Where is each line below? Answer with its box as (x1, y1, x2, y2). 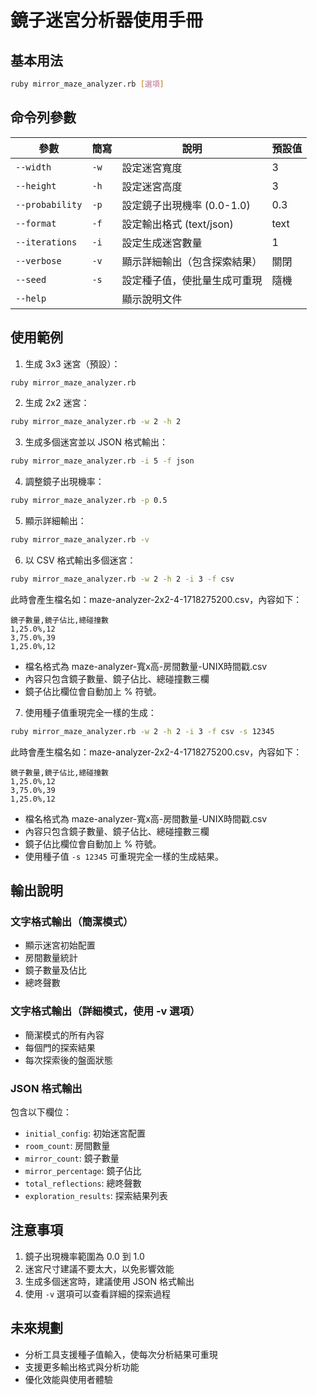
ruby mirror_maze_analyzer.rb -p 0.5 (10, 496, 168, 506)
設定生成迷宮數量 (121, 236, 203, 250)
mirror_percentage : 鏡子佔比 (24, 1164, 142, 1176)
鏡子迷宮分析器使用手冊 (10, 9, 204, 32)
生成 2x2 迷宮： (24, 397, 90, 409)
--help (15, 292, 47, 304)
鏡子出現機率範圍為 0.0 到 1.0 (24, 1250, 145, 1262)
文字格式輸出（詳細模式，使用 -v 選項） (10, 1004, 201, 1018)
